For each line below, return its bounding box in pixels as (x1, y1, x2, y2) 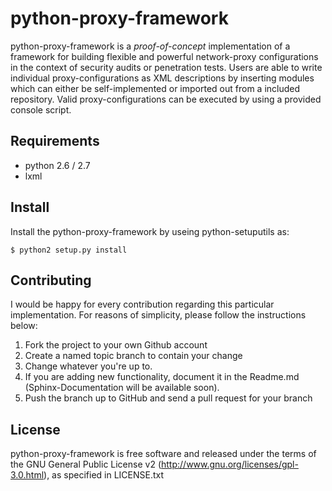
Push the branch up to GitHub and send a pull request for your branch (24, 392, 313, 404)
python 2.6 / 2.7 (24, 159, 91, 171)
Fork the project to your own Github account (24, 339, 208, 351)
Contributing (10, 272, 92, 289)
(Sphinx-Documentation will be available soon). (24, 382, 220, 394)
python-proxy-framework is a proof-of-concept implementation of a (10, 40, 291, 52)
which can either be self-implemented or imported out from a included (10, 82, 301, 94)
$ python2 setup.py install (10, 245, 128, 255)
